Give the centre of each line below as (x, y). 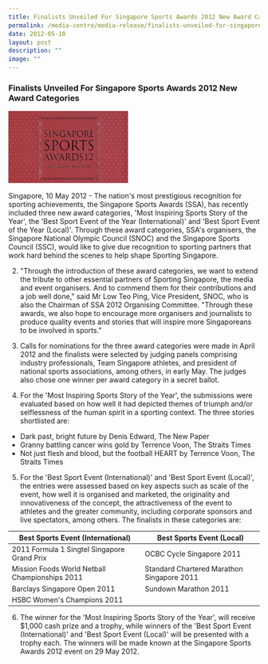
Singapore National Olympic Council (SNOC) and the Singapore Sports (124, 238)
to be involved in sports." (61, 330)
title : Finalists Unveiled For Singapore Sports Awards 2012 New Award (130, 17)
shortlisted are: (45, 421)
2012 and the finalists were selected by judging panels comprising (128, 354)
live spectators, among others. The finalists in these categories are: (130, 520)
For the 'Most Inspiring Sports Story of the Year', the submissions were (136, 395)
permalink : (26, 25)
